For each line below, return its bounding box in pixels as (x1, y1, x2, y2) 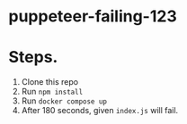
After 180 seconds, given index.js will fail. (21, 105, 179, 116)
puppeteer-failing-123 (8, 6, 177, 27)
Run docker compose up (21, 95, 107, 106)
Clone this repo (21, 77, 78, 87)
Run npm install (21, 87, 84, 97)
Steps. (8, 47, 58, 68)
